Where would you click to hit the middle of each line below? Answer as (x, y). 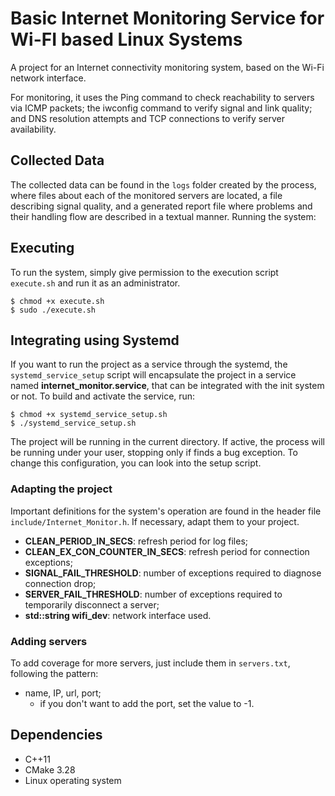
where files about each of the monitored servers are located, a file (146, 195)
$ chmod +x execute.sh (57, 301)
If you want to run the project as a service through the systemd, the (149, 364)
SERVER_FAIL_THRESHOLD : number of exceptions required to (153, 594)
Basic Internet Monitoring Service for (167, 18)
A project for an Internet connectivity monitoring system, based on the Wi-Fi (167, 67)
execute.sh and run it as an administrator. (95, 283)
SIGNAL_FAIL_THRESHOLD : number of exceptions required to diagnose (173, 573)
